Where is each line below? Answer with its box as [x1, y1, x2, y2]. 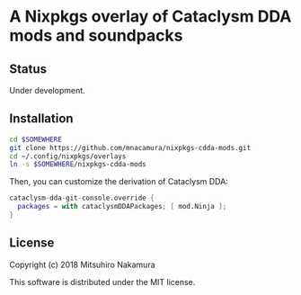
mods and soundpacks [9, 25, 183, 46]
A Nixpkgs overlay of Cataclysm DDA [9, 6, 292, 27]
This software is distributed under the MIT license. [9, 276, 196, 287]
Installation [9, 111, 74, 127]
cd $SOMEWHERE [9, 135, 63, 144]
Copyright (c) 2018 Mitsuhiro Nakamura [9, 259, 155, 270]
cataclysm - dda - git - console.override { [9, 193, 155, 203]
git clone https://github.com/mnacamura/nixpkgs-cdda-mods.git [9, 143, 252, 152]
